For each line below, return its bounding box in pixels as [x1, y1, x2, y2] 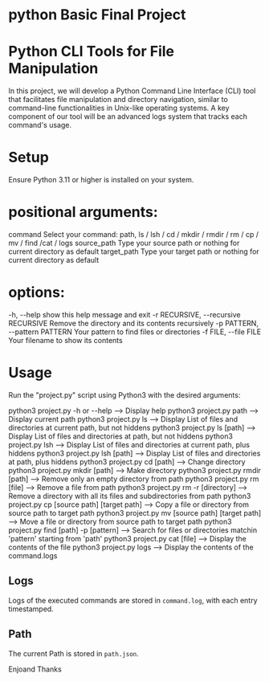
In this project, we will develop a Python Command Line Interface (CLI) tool [8, 86, 256, 96]
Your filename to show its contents [8, 335, 123, 345]
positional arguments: [8, 203, 158, 222]
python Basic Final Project [8, 6, 186, 24]
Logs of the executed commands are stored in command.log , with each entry [8, 595, 259, 605]
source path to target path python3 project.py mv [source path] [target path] [8, 508, 262, 517]
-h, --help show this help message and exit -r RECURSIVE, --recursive [8, 309, 241, 319]
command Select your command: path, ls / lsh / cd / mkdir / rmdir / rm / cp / [8, 230, 259, 239]
